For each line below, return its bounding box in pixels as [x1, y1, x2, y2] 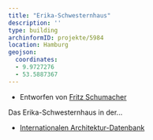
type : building [8, 26, 58, 34]
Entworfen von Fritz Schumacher [19, 92, 127, 101]
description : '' [8, 19, 62, 27]
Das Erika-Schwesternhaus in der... [8, 108, 123, 117]
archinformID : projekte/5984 [8, 33, 104, 42]
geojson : [8, 48, 37, 56]
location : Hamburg [8, 41, 69, 49]
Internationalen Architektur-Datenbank [19, 123, 145, 132]
